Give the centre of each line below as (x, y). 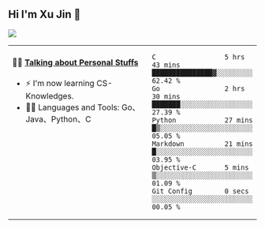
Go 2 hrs (198, 88)
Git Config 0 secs (200, 191)
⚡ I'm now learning (60, 84)
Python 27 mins (202, 120)
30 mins (166, 96)
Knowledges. (50, 96)
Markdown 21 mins (202, 144)
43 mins (166, 65)
